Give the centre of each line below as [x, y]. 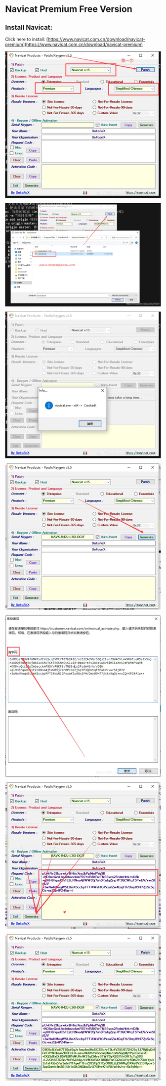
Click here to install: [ [27, 39]
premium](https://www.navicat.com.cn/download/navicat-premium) [74, 45]
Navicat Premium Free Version [69, 9]
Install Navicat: [29, 27]
